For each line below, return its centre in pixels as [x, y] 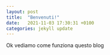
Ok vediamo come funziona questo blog [55, 45]
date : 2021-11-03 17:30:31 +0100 [50, 23]
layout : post [22, 12]
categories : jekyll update [40, 28]
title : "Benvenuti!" [33, 17]
